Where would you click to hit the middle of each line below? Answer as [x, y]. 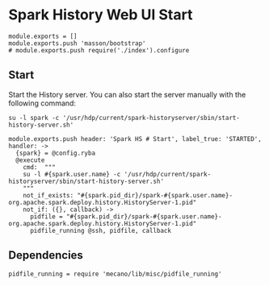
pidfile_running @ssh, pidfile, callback [101, 230]
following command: [42, 103]
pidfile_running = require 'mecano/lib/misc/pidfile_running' [115, 274]
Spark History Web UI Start [101, 15]
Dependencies [46, 255]
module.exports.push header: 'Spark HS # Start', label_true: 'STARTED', [135, 139]
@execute [30, 160]
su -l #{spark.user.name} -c [72, 174]
